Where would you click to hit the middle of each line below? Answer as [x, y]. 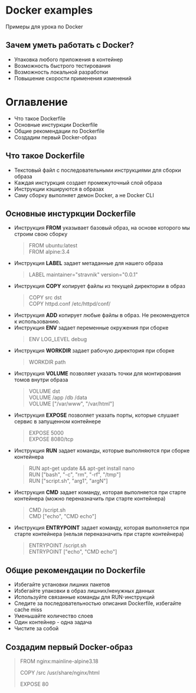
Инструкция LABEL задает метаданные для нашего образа [89, 263]
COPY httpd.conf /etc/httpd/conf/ [70, 304]
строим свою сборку [41, 234]
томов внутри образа [41, 380]
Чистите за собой [36, 629]
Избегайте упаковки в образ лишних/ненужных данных [84, 591]
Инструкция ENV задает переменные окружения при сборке [91, 328]
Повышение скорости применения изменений [73, 78]
